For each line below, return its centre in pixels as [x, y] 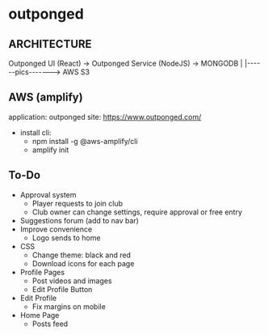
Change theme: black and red [82, 255]
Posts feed [50, 324]
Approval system [48, 194]
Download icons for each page [83, 263]
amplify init [50, 150]
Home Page [40, 315]
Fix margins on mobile [69, 306]
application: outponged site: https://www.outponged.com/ [105, 117]
